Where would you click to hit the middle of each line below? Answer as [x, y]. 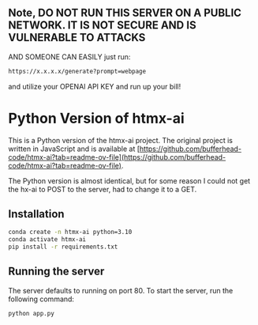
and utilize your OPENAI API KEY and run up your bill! [95, 86]
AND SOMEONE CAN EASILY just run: [69, 57]
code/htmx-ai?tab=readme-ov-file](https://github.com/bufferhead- [117, 157]
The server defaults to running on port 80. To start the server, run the [121, 290]
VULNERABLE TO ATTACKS [77, 38]
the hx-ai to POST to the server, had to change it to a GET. [103, 189]
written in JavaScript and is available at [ [74, 149]
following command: [41, 299]
